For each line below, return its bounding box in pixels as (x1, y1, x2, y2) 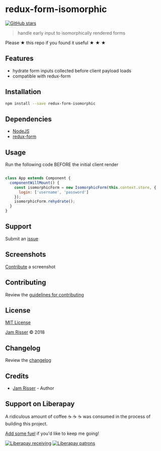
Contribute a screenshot (5, 263, 56, 270)
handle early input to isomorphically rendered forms (17, 30, 126, 36)
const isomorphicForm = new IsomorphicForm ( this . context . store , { (14, 185, 156, 190)
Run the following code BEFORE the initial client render (5, 162, 119, 168)
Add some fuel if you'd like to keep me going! (5, 430, 99, 436)
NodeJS (12, 128, 30, 134)
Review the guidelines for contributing (5, 291, 84, 297)
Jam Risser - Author (12, 385, 54, 391)
